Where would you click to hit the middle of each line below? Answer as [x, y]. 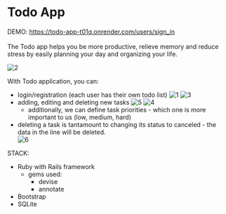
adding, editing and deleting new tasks [73, 102]
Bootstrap [32, 196]
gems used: [45, 174]
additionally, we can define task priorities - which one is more [117, 109]
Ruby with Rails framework [56, 166]
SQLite [27, 203]
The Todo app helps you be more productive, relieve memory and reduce [113, 46]
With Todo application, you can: [53, 81]
